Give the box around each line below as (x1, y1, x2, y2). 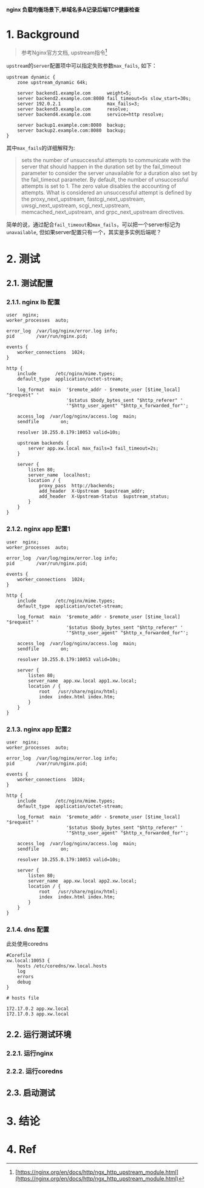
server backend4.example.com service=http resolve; (17, 111, 165, 118)
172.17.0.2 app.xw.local (6, 1006, 69, 1012)
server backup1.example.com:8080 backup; (17, 122, 126, 128)
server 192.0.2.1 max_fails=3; (17, 101, 140, 107)
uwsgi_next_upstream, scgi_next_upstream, (21, 201, 131, 209)
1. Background (6, 27, 80, 41)
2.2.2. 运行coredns (6, 1067, 63, 1075)
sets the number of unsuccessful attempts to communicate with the (21, 156, 191, 163)
